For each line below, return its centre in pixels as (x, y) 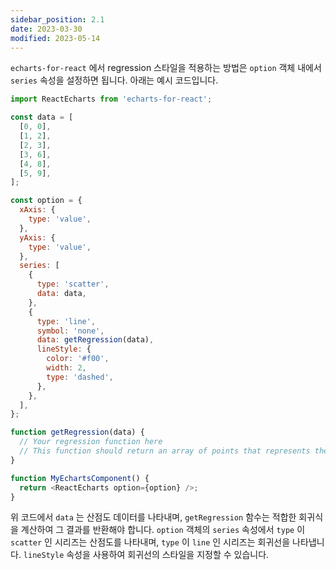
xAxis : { (37, 210)
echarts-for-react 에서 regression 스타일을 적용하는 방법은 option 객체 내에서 (166, 68)
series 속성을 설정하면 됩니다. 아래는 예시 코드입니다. (114, 80)
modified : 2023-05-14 (55, 38)
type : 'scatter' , (73, 284)
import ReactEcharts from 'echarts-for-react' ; (111, 99)
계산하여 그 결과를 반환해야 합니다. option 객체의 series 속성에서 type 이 (163, 530)
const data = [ (42, 117)
